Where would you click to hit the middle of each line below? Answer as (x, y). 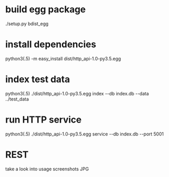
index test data (38, 79)
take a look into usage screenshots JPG (47, 169)
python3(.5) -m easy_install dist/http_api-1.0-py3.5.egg (63, 58)
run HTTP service (44, 120)
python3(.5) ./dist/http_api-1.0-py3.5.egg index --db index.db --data (77, 93)
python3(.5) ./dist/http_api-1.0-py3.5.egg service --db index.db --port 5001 (84, 134)
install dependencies (51, 44)
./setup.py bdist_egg (27, 24)
